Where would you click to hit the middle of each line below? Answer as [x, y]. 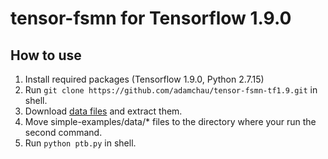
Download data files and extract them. [103, 111]
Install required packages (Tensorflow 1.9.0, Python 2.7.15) [144, 79]
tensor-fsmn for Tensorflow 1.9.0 [151, 18]
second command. [63, 132]
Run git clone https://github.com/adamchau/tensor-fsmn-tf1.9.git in [171, 90]
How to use [46, 55]
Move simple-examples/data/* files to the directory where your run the [170, 121]
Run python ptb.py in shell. [80, 143]
